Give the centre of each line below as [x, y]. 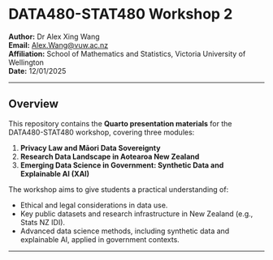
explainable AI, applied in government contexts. [100, 239]
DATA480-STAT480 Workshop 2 [121, 14]
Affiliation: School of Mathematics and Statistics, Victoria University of [127, 53]
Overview [34, 104]
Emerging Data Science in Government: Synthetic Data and [122, 165]
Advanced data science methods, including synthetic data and [125, 231]
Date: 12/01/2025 [37, 70]
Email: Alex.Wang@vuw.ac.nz [58, 45]
